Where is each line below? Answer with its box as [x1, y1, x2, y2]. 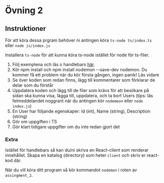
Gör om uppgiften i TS [12, 119, 57, 124]
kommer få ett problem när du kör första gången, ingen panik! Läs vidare [12, 72, 160, 78]
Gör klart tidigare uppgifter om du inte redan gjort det [12, 124, 120, 130]
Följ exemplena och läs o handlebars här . [12, 62, 95, 67]
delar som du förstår [12, 82, 54, 88]
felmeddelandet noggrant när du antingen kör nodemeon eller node [12, 98, 143, 104]
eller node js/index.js [5, 43, 51, 48]
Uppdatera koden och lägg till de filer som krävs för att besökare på [12, 88, 149, 93]
